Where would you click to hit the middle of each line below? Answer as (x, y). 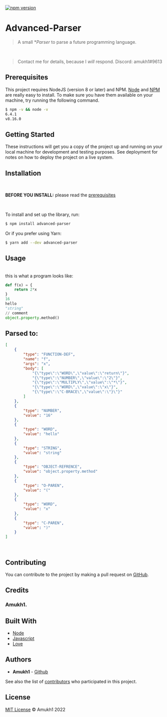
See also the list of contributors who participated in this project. (71, 681)
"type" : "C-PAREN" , (44, 523)
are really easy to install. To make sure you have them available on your (79, 95)
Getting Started (30, 134)
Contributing (26, 562)
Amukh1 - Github (30, 672)
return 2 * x (26, 290)
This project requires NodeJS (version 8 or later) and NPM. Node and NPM (82, 89)
